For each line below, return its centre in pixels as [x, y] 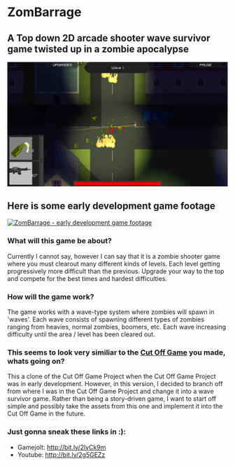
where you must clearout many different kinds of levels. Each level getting [114, 263]
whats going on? [36, 361]
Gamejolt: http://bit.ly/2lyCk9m [62, 447]
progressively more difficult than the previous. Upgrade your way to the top [116, 271]
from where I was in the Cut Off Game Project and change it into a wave [111, 391]
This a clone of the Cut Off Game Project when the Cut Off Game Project [112, 376]
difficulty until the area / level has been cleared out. [81, 334]
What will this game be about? [59, 241]
